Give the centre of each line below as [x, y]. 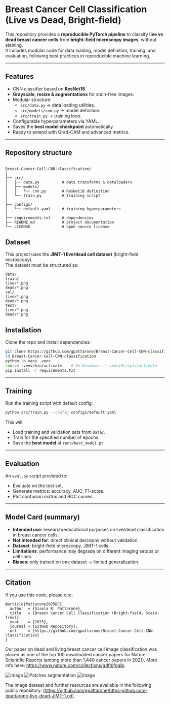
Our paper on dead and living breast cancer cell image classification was [81, 649]
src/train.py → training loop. [51, 116]
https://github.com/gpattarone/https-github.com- [96, 690]
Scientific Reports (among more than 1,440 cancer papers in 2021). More [81, 660]
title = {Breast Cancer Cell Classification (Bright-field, [77, 613]
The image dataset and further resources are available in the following [78, 685]
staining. [14, 45]
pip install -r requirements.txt [40, 370]
